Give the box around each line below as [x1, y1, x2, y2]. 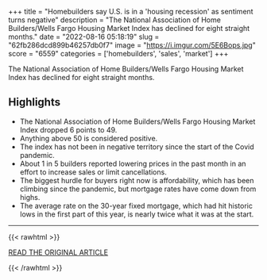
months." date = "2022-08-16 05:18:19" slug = [8, 32, 160, 41]
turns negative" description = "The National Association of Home [8, 15, 221, 25]
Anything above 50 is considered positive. [19, 133, 158, 143]
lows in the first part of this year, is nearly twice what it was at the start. [19, 209, 254, 219]
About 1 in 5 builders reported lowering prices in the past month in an [19, 159, 246, 168]
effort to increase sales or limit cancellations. [19, 167, 167, 177]
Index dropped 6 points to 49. [19, 125, 118, 134]
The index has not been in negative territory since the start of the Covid [19, 142, 254, 152]
